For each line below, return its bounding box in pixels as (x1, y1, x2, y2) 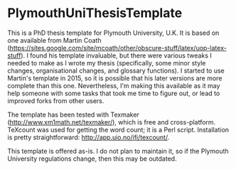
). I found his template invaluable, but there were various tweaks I (21, 51, 212, 60)
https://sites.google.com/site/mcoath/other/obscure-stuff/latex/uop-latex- (9, 43, 227, 52)
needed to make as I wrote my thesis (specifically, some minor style (7, 58, 206, 67)
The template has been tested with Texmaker (7, 110, 140, 119)
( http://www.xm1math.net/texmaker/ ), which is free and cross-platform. (7, 117, 216, 126)
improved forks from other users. (7, 96, 104, 105)
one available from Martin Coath (7, 36, 102, 44)
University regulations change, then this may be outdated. (7, 154, 177, 163)
